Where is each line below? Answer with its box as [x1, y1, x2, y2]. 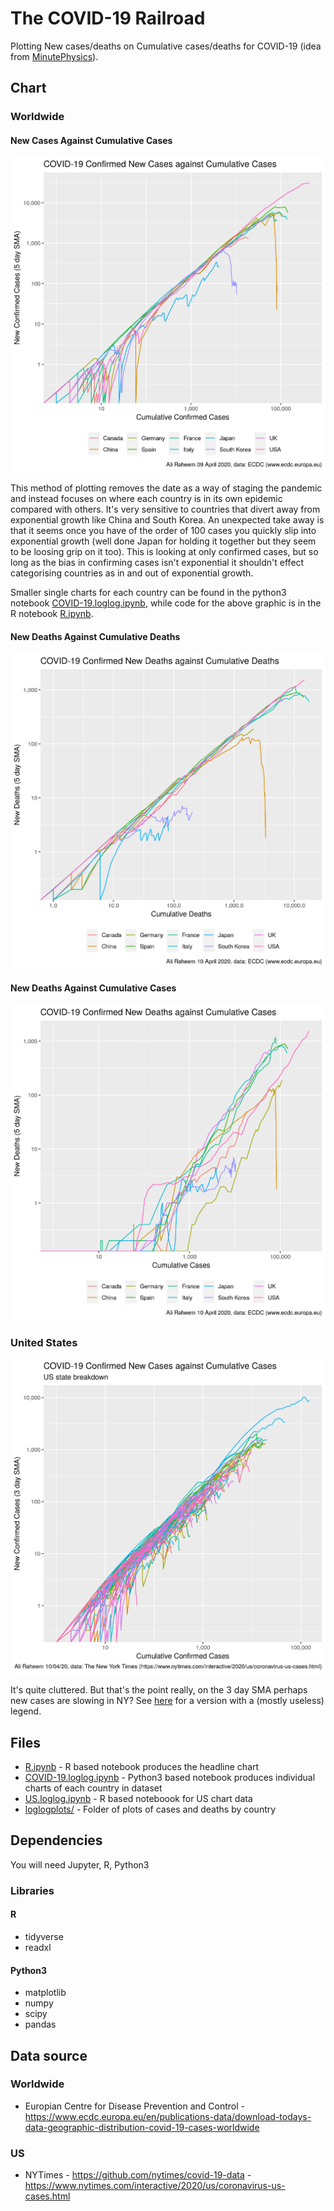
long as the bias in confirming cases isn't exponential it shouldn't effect [10, 557, 305, 569]
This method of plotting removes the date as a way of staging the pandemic [10, 482, 323, 494]
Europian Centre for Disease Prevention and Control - [24, 2100, 246, 2112]
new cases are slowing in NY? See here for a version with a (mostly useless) [10, 1695, 325, 1707]
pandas [24, 2018, 57, 2031]
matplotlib [24, 1987, 67, 1999]
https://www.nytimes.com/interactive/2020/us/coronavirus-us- [24, 2180, 286, 2192]
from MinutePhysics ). [10, 50, 99, 62]
